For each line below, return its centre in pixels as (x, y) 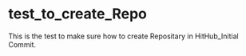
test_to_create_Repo (78, 14)
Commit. (22, 44)
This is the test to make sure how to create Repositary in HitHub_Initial (123, 36)
